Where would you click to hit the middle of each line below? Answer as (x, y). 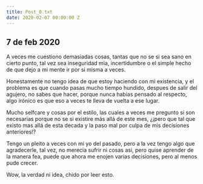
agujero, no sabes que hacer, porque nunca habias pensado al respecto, (97, 94)
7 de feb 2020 (33, 42)
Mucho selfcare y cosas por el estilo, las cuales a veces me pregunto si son (101, 112)
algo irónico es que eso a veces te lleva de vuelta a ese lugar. (83, 101)
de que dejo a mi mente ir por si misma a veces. (66, 70)
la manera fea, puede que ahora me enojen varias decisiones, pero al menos (102, 157)
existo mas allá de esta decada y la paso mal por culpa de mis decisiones (98, 126)
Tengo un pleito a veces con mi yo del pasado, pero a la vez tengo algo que (101, 144)
